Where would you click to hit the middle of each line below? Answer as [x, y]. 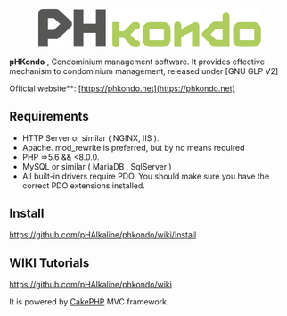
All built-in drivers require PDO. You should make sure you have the [146, 176]
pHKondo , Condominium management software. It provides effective [137, 62]
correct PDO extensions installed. [83, 185]
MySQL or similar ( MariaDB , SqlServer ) [97, 166]
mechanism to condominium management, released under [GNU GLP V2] [144, 71]
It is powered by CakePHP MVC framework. [89, 302]
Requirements [49, 116]
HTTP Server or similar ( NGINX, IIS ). [90, 137]
